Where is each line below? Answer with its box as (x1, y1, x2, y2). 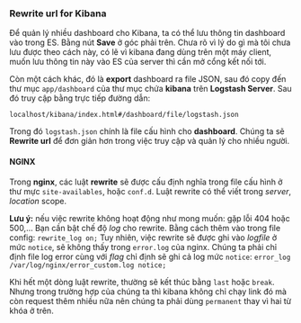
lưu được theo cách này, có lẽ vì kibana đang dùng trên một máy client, (9, 47, 272, 58)
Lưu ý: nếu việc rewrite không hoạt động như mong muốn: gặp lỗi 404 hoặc (9, 212, 290, 223)
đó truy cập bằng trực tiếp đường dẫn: (9, 93, 151, 103)
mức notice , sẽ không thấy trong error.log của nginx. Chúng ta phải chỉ (9, 241, 277, 252)
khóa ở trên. (9, 305, 54, 316)
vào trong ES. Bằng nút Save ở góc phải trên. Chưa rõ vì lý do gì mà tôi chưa (9, 37, 291, 48)
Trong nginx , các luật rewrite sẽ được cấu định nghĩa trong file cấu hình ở (9, 176, 283, 187)
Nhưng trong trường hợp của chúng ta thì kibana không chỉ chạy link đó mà (9, 286, 288, 297)
